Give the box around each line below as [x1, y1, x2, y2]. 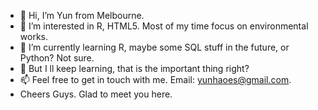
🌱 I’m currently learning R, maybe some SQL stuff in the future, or [19, 41, 290, 53]
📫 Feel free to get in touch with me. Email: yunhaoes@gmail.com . [19, 74, 292, 85]
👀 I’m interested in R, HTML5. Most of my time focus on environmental [19, 20, 309, 32]
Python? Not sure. [19, 52, 95, 64]
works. [19, 31, 48, 42]
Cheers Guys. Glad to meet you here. [19, 88, 173, 100]
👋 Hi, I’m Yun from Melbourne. [19, 10, 145, 21]
